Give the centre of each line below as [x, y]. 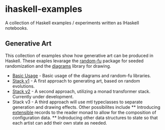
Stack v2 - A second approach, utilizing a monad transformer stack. [81, 91]
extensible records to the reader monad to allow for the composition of [84, 112]
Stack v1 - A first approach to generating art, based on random [76, 81]
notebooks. [17, 28]
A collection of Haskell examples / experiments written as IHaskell [72, 23]
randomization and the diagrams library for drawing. [58, 66]
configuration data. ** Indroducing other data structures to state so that [85, 118]
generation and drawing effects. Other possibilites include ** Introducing [86, 107]
